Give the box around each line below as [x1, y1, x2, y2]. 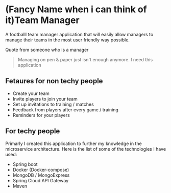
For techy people [5, 127, 60, 136]
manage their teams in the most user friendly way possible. [5, 37, 130, 43]
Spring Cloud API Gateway [12, 177, 69, 183]
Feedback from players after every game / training [12, 106, 119, 113]
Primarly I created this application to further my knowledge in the [5, 140, 142, 147]
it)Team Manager [5, 14, 80, 26]
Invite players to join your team [12, 95, 78, 102]
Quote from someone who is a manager [5, 46, 89, 53]
